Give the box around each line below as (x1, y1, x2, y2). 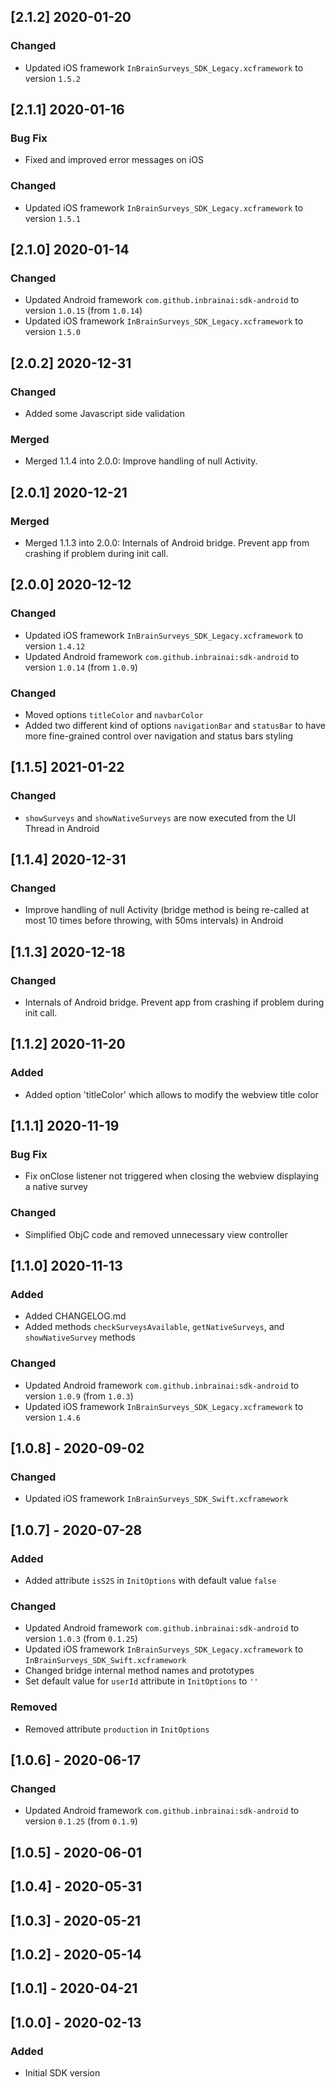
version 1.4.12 (24, 640, 86, 652)
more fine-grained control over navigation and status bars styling (24, 730, 294, 742)
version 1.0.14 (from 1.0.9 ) (24, 661, 138, 673)
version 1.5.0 (24, 326, 82, 338)
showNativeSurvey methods (24, 1331, 136, 1344)
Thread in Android (24, 822, 100, 834)
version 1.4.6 (24, 1411, 82, 1423)
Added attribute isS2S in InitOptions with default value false (24, 1575, 277, 1587)
